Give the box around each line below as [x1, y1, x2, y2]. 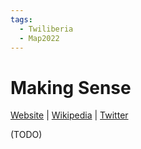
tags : [10, 14, 33, 25]
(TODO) [10, 129, 43, 141]
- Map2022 [19, 33, 60, 43]
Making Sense [10, 76, 132, 99]
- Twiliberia [19, 24, 74, 34]
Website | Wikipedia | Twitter [10, 109, 129, 121]
